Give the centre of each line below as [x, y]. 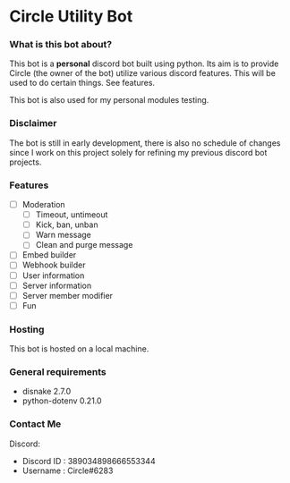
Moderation [43, 205]
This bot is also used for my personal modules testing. [109, 100]
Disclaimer [33, 123]
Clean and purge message [84, 245]
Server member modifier [68, 295]
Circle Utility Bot [71, 17]
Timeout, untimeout [72, 215]
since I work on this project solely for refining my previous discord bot [138, 152]
